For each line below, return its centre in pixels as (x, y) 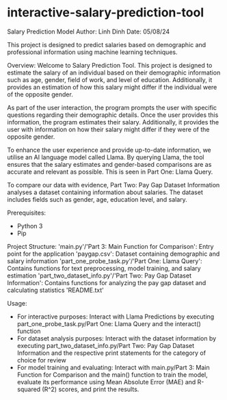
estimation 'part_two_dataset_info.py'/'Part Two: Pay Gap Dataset (99, 276)
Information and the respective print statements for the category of (111, 353)
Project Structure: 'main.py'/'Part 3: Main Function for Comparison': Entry (110, 246)
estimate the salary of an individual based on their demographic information (114, 72)
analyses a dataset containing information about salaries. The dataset (105, 192)
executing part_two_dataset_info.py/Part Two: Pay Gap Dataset (106, 345)
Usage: (17, 303)
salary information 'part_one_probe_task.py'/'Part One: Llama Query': (105, 261)
